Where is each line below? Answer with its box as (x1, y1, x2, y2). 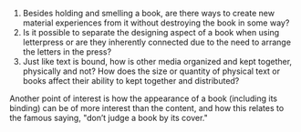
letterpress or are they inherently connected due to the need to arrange (22, 36, 292, 47)
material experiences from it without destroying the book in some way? (22, 17, 290, 28)
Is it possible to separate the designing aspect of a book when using (22, 27, 280, 37)
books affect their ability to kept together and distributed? (22, 76, 240, 86)
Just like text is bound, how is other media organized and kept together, (22, 56, 293, 66)
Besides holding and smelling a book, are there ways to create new (22, 8, 275, 18)
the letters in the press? (22, 46, 112, 57)
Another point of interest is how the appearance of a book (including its (9, 93, 278, 104)
